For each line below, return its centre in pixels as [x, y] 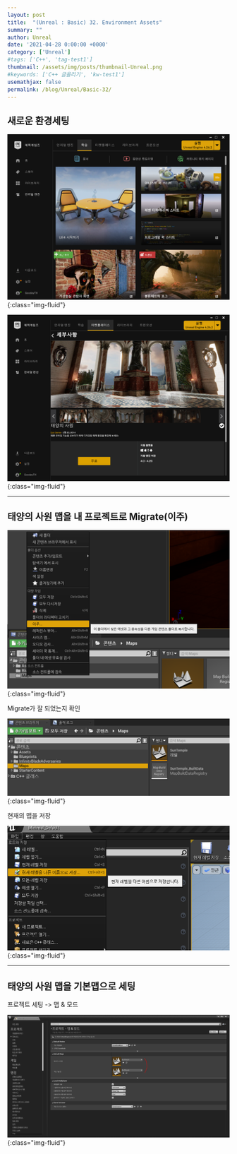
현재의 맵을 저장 [29, 816]
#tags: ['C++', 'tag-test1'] [50, 60]
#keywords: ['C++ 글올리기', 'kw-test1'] [66, 74]
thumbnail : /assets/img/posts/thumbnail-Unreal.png [85, 67]
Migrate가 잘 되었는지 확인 [44, 708]
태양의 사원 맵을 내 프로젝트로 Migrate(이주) [98, 517]
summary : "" [25, 30]
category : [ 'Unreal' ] [39, 52]
